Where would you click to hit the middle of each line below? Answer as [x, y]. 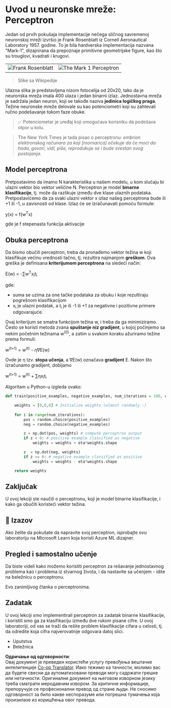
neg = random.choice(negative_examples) [67, 424]
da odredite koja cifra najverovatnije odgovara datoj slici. [65, 631]
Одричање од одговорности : [38, 656]
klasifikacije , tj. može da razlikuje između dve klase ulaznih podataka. [79, 192]
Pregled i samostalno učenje [51, 554]
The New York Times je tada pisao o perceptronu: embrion [79, 137]
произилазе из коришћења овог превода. [51, 700]
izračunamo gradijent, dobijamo [39, 365]
